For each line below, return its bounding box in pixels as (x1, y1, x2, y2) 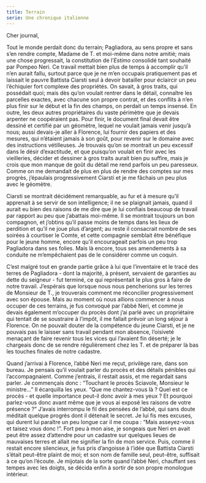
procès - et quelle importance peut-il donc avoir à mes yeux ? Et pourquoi (6, 392, 193, 400)
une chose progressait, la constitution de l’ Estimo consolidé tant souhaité (6, 56, 191, 64)
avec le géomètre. (6, 180, 52, 188)
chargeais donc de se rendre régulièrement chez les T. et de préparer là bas (6, 341, 199, 349)
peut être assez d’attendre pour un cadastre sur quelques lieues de (6, 431, 176, 439)
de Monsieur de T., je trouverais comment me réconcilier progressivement (6, 289, 194, 296)
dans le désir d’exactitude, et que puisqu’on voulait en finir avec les (6, 148, 176, 155)
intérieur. (6, 470, 29, 477)
